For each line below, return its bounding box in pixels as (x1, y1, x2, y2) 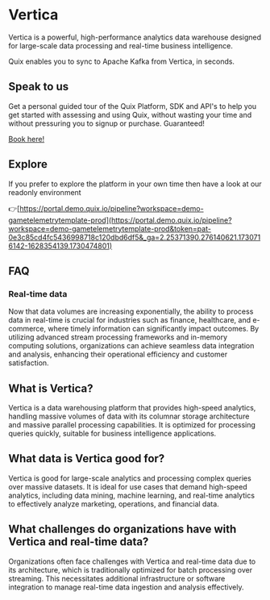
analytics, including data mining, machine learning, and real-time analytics (8, 490, 255, 500)
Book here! (8, 134, 45, 144)
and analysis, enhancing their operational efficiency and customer (8, 349, 228, 360)
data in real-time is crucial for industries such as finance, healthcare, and (8, 315, 251, 325)
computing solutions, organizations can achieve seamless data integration (8, 341, 255, 351)
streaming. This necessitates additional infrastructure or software (8, 573, 226, 583)
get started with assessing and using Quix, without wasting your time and (8, 110, 252, 119)
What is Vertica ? (8, 381, 93, 395)
